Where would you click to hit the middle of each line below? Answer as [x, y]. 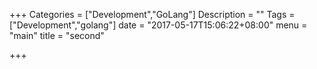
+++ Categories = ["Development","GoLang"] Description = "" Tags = [152, 14]
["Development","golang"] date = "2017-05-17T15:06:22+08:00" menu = [158, 25]
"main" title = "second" [57, 35]
